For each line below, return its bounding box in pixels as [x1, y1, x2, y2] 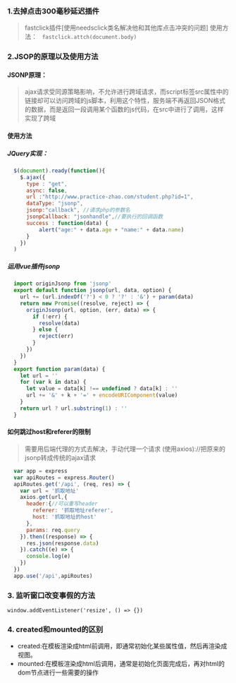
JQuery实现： [7, 149, 49, 157]
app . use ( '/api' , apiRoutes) [13, 572, 93, 579]
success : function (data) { [25, 219, 109, 226]
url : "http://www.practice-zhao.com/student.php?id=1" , [25, 193, 194, 200]
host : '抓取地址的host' [32, 514, 97, 521]
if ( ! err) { [32, 313, 68, 320]
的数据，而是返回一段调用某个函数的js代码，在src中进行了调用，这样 [24, 105, 224, 114]
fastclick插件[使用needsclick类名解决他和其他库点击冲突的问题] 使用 [24, 23, 223, 32]
